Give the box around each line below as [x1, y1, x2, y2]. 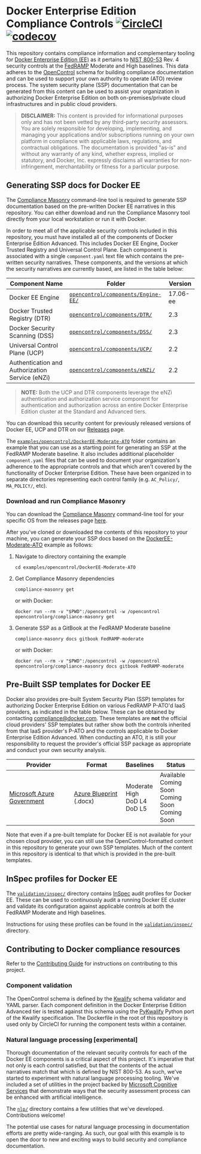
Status [166, 760, 185, 769]
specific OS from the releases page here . [6, 517, 108, 524]
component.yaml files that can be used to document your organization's [6, 457, 181, 464]
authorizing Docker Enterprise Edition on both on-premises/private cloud [6, 94, 186, 101]
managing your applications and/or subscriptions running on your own [20, 131, 194, 138]
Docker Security [9, 324, 55, 332]
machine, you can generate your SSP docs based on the [6, 535, 145, 542]
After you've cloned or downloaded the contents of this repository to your [6, 528, 188, 536]
